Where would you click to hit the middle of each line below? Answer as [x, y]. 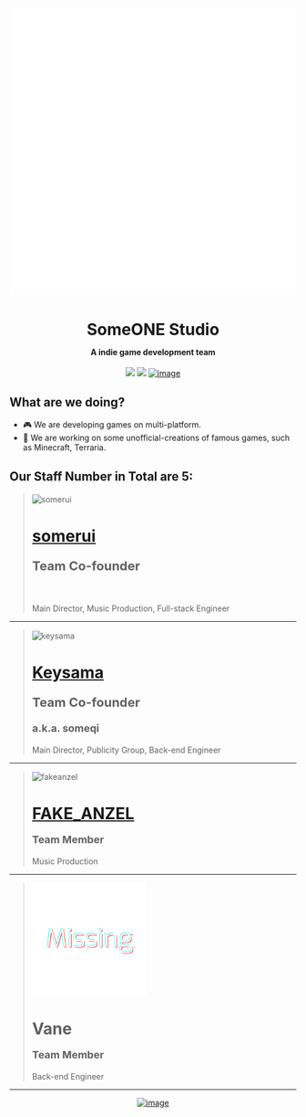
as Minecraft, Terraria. [64, 448]
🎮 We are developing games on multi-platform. [112, 425]
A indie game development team [153, 352]
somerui [64, 536]
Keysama [68, 672]
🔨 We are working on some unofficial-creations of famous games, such [156, 438]
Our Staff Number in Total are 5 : [102, 476]
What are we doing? [67, 402]
